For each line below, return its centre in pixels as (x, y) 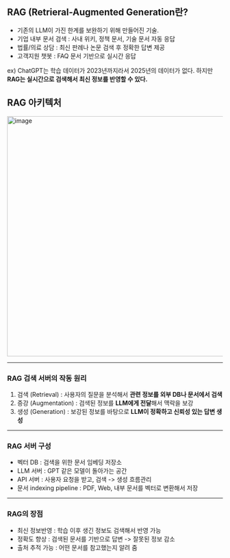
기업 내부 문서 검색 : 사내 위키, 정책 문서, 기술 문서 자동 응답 (96, 38)
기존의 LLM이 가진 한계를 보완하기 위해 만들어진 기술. (88, 30)
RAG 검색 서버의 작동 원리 (47, 378)
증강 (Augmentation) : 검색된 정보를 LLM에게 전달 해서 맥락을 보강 (105, 403)
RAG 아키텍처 (34, 103)
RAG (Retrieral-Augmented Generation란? (98, 12)
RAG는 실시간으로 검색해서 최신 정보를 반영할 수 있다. (77, 79)
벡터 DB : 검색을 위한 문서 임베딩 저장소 (69, 463)
